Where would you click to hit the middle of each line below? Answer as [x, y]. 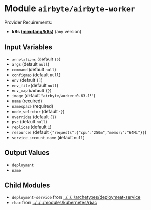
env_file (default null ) [35, 85]
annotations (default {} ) [36, 59]
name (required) [27, 101]
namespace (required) [32, 106]
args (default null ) [30, 64]
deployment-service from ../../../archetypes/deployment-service [76, 197]
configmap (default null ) [36, 75]
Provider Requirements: [29, 22]
